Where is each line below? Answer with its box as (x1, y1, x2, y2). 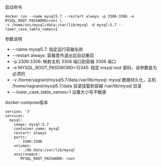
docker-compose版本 (5, 100, 48, 105)
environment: (14, 152, 40, 157)
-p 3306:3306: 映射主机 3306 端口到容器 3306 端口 (12, 59, 116, 64)
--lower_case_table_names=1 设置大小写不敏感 (12, 89, 106, 95)
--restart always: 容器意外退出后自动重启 (12, 53, 94, 58)
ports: (14, 135, 27, 140)
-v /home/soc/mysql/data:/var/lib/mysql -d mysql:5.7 (5, 22, 117, 27)
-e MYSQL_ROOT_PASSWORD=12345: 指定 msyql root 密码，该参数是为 (12, 65, 158, 70)
